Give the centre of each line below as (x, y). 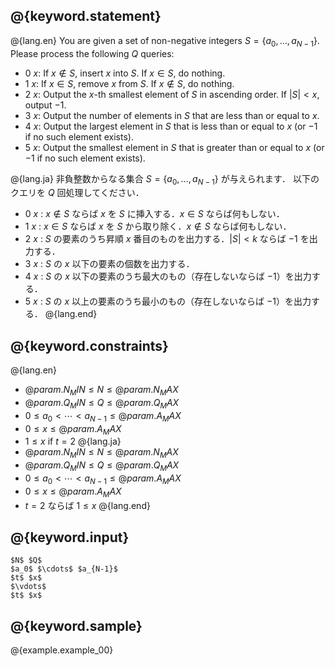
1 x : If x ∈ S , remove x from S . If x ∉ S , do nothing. (129, 83)
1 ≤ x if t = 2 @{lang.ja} (73, 441)
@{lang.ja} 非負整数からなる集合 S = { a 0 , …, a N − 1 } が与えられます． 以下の (165, 179)
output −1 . (45, 105)
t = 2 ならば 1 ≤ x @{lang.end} (87, 505)
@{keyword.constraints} (89, 345)
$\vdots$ (28, 587)
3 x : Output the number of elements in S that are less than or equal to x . (172, 115)
